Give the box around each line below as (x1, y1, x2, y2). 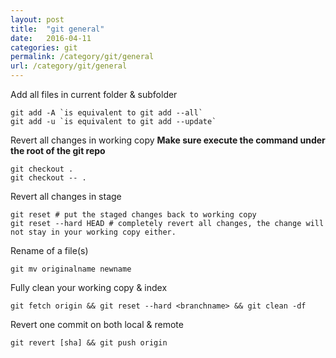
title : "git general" (10, 24, 105, 34)
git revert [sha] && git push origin (10, 338, 168, 348)
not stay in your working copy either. (10, 227, 177, 237)
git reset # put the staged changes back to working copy (10, 210, 257, 220)
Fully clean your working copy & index (10, 282, 168, 293)
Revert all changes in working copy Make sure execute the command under (10, 134, 326, 146)
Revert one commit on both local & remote (10, 319, 184, 330)
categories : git (10, 42, 78, 53)
